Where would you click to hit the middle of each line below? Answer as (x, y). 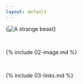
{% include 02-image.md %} (41, 52)
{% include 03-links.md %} (40, 75)
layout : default (26, 12)
